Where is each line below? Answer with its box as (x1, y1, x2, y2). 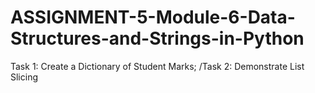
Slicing (10, 71, 39, 83)
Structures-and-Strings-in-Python (10, 27, 305, 50)
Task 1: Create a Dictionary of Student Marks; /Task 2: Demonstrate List (10, 60, 305, 72)
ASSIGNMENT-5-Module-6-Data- (10, 6, 296, 29)
